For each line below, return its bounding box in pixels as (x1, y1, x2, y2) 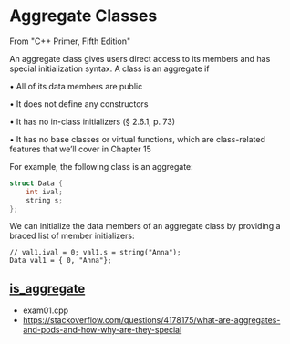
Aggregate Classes (9, 5, 158, 26)
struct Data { (9, 179, 64, 188)
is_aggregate (9, 280, 86, 297)
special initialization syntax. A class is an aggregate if (9, 63, 210, 74)
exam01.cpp (22, 305, 69, 316)
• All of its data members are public (9, 80, 143, 91)
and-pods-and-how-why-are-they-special (22, 325, 182, 336)
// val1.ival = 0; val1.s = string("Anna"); (9, 248, 181, 257)
